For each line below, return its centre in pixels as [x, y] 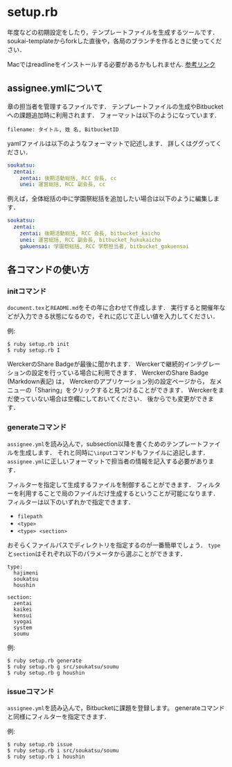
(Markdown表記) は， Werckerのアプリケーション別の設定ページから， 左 [111, 381]
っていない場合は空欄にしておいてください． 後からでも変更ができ [114, 399]
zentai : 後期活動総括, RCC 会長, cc [68, 178]
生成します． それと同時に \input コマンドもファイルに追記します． [114, 452]
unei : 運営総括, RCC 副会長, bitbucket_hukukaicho [90, 240]
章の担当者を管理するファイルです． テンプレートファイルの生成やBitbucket [115, 106]
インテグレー [202, 364]
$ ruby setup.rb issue [40, 744]
